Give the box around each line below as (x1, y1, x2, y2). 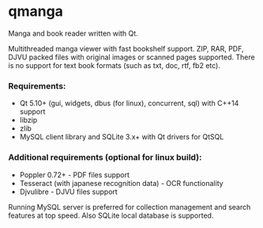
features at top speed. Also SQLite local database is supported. (8, 211, 214, 220)
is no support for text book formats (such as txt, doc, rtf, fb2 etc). (8, 60, 221, 70)
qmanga (8, 2, 63, 21)
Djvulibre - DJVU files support (19, 187, 118, 196)
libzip (19, 116, 38, 125)
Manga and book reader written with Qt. (8, 28, 138, 38)
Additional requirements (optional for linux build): (8, 152, 202, 163)
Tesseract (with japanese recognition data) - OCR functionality (19, 178, 224, 188)
